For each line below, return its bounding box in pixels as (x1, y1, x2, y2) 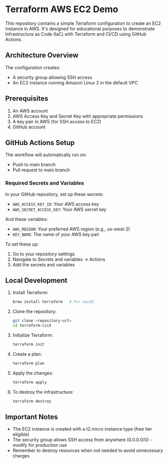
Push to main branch (12, 162, 56, 168)
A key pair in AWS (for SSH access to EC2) (12, 118, 102, 124)
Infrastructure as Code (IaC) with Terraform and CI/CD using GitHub (5, 31, 147, 37)
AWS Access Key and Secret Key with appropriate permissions (12, 113, 143, 119)
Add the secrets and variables (12, 261, 75, 267)
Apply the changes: (12, 370, 53, 376)
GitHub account (12, 124, 45, 130)
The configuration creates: (5, 64, 61, 70)
